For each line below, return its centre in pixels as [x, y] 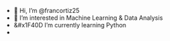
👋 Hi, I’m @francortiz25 [47, 11]
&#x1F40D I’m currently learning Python [70, 25]
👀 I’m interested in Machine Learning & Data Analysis [88, 18]
